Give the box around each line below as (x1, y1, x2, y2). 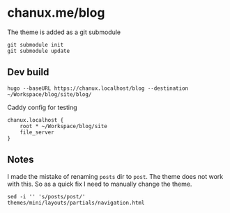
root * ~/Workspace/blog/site (20, 123, 108, 129)
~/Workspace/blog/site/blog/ (7, 90, 92, 98)
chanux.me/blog (7, 5, 105, 21)
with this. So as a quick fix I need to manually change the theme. (7, 180, 192, 188)
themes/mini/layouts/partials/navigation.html (7, 199, 145, 206)
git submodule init (7, 41, 64, 48)
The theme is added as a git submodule (7, 28, 121, 36)
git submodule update (7, 47, 70, 54)
